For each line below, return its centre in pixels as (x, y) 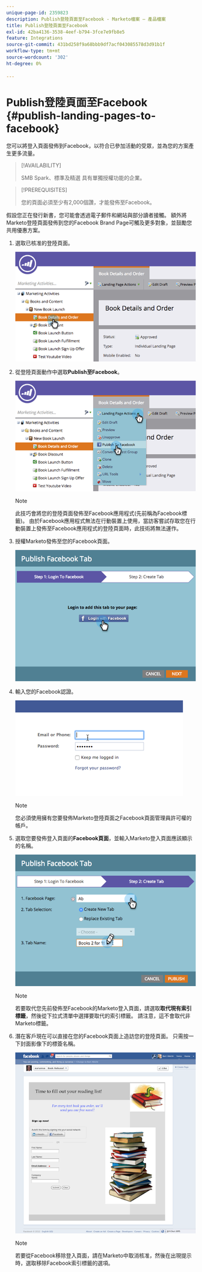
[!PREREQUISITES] (44, 190)
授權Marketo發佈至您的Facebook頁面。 (64, 541)
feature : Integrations (35, 38)
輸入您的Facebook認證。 (46, 692)
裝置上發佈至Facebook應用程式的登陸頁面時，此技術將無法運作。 (101, 528)
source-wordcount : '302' (37, 57)
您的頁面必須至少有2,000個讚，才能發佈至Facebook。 (88, 203)
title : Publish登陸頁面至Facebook (47, 25)
